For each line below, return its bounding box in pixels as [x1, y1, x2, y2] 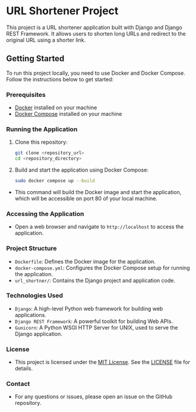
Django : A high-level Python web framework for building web [14, 305, 163, 312]
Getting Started [6, 53, 65, 64]
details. [14, 365, 33, 372]
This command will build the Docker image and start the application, [14, 188, 182, 195]
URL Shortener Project [6, 4, 119, 18]
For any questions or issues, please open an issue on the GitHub [14, 393, 173, 400]
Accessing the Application [6, 210, 84, 218]
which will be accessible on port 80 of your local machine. [14, 195, 157, 202]
